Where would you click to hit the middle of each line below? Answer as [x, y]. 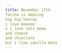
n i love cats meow [26, 29]
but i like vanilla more [31, 43]
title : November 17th [28, 10]
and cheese [17, 33]
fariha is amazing [24, 15]
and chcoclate [20, 38]
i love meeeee [20, 24]
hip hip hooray [21, 19]
